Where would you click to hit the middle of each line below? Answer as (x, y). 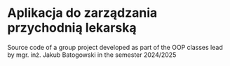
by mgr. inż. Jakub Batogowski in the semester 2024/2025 (92, 55)
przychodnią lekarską (72, 28)
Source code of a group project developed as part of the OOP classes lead (115, 47)
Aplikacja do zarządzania (82, 13)
